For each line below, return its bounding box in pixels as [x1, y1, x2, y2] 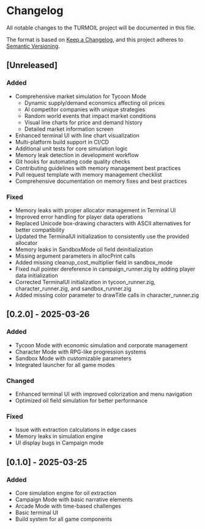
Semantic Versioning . [6, 42, 60, 50]
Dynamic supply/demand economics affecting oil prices [24, 99, 165, 106]
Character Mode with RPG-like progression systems [15, 348, 147, 355]
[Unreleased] [6, 60, 58, 71]
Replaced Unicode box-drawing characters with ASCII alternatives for [15, 219, 191, 227]
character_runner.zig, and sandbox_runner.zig [15, 285, 132, 292]
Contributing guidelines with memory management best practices [15, 164, 181, 172]
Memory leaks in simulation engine [15, 433, 103, 440]
